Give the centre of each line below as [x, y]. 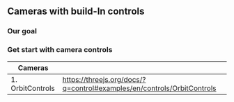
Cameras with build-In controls [76, 11]
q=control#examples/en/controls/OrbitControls [139, 88]
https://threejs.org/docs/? [104, 79]
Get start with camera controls [60, 50]
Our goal [22, 31]
